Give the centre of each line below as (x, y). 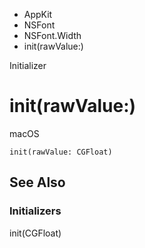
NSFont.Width (52, 35)
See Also (37, 182)
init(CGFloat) (35, 233)
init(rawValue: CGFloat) (61, 152)
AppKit (38, 14)
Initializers (35, 211)
